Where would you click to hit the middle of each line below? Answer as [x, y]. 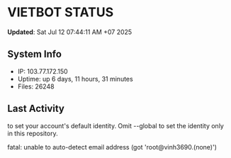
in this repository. [33, 133]
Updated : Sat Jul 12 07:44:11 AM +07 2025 [70, 32]
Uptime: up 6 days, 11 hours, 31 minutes [75, 79]
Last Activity [36, 109]
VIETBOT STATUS [61, 12]
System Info [35, 54]
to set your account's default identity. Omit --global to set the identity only [116, 125]
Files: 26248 [36, 86]
